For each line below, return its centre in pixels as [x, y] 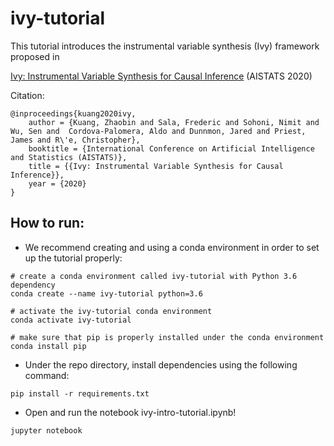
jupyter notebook [46, 430]
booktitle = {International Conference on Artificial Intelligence [171, 148]
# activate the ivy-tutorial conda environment [111, 311]
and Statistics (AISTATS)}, [69, 157]
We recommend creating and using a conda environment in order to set [172, 247]
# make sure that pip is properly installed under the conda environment [167, 337]
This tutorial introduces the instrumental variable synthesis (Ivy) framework [165, 46]
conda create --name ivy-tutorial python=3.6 [106, 293]
